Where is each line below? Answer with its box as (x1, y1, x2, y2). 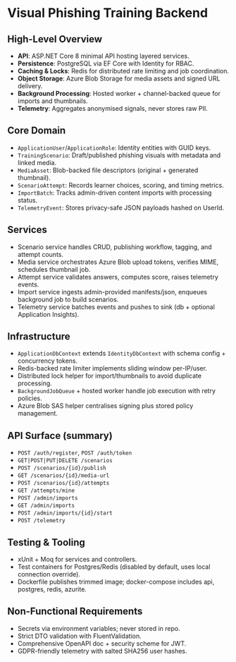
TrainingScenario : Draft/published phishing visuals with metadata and (17, 150, 221, 160)
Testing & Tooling (7, 536, 86, 548)
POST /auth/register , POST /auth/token (17, 448, 132, 457)
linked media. (17, 158, 57, 167)
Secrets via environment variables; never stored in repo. (17, 624, 181, 632)
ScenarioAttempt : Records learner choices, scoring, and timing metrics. (17, 181, 224, 189)
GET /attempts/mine (17, 487, 75, 495)
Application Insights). (17, 310, 80, 318)
